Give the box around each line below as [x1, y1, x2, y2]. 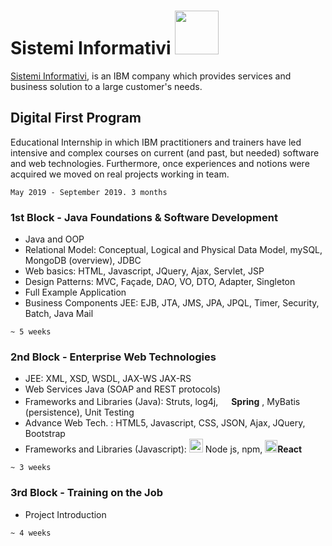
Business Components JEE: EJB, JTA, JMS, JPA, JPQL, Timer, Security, [24, 297, 320, 309]
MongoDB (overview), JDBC [24, 255, 142, 267]
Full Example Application [24, 286, 127, 299]
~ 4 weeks [10, 528, 52, 538]
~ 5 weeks [10, 327, 52, 337]
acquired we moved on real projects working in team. [10, 168, 230, 180]
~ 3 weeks [10, 463, 52, 473]
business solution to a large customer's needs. [10, 80, 203, 92]
